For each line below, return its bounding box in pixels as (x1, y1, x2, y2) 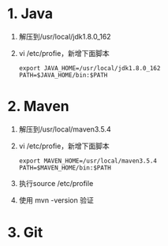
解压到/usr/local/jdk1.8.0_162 (18, 32, 111, 41)
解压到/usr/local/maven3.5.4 (18, 124, 111, 134)
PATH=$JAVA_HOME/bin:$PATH (18, 71, 108, 79)
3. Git (7, 224, 43, 241)
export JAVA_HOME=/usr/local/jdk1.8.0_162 (18, 64, 161, 72)
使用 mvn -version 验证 (18, 195, 94, 205)
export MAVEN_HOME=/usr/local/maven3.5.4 (18, 157, 157, 165)
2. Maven (7, 98, 70, 115)
